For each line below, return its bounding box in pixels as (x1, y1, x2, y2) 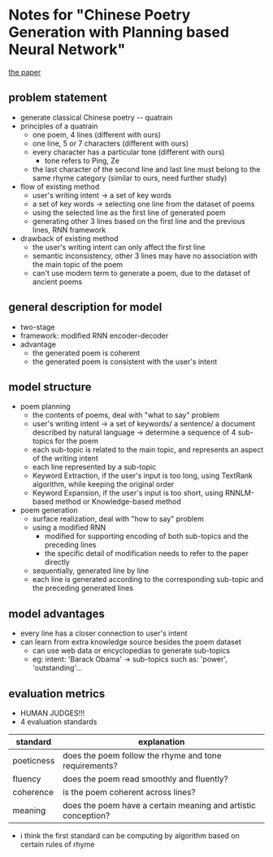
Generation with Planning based (8, 23, 230, 42)
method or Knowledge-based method (55, 496, 181, 506)
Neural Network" (8, 41, 126, 59)
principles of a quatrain (19, 120, 98, 131)
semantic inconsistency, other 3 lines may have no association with (32, 251, 258, 260)
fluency (12, 773, 41, 785)
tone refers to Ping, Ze (44, 155, 120, 165)
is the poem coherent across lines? (62, 787, 197, 798)
